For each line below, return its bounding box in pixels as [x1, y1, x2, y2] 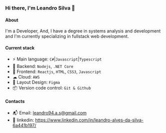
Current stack [5, 44, 35, 50]
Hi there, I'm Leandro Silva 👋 [5, 4, 75, 11]
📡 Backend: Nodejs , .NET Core [12, 63, 73, 69]
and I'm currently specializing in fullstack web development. [5, 33, 129, 39]
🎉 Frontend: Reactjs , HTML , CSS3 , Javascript [12, 68, 101, 74]
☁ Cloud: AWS [12, 74, 40, 80]
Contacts [5, 98, 25, 104]
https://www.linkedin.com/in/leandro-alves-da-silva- [34, 117, 144, 123]
